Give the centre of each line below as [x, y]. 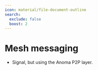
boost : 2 [18, 24]
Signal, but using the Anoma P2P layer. [52, 62]
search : [13, 14]
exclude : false [25, 19]
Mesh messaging [42, 48]
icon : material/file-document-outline [45, 10]
